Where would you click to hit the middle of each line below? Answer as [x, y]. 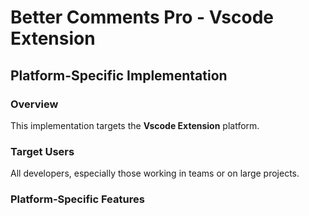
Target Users [42, 151]
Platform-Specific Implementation [119, 75]
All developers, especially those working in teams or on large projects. [155, 173]
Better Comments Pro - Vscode [142, 17]
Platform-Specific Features [77, 199]
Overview [34, 104]
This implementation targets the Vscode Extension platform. [135, 125]
